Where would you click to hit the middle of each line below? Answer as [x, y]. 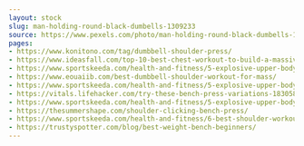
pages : [21, 43]
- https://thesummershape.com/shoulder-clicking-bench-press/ [128, 111]
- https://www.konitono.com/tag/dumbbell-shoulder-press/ [120, 52]
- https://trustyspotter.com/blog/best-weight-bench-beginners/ [132, 128]
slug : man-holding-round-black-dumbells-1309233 [102, 26]
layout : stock [35, 18]
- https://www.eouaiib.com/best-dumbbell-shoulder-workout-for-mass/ [143, 77]
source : [23, 34]
